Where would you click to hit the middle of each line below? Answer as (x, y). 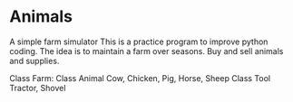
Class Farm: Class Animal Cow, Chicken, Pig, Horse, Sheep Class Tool (140, 78)
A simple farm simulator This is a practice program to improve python (139, 42)
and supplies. (34, 60)
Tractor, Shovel (38, 88)
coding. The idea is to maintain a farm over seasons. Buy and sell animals (146, 51)
